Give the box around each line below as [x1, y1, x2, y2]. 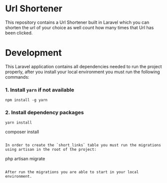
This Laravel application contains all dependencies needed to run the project [5, 63, 163, 69]
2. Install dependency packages [5, 109, 84, 116]
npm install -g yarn [5, 97, 48, 103]
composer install [5, 129, 39, 135]
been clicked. [5, 30, 33, 36]
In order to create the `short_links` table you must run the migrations [5, 143, 162, 148]
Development [5, 47, 62, 58]
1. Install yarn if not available [5, 86, 75, 93]
